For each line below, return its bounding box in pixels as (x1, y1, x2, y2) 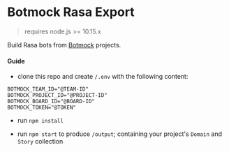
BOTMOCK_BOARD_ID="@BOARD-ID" (7, 98, 96, 105)
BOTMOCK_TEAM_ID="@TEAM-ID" (7, 86, 89, 93)
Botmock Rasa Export (7, 4, 135, 20)
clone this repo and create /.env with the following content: (17, 73, 189, 81)
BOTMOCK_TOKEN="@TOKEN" (7, 104, 77, 112)
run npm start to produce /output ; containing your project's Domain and (17, 130, 222, 138)
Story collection (17, 137, 64, 146)
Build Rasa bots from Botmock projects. (7, 40, 121, 49)
